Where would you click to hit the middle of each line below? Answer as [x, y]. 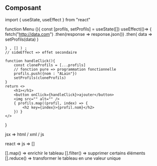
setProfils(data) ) [22, 39]
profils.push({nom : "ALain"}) [45, 74]
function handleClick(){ [30, 61]
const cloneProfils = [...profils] [50, 65]
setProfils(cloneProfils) [40, 78]
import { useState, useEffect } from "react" [48, 19]
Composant [23, 8]
